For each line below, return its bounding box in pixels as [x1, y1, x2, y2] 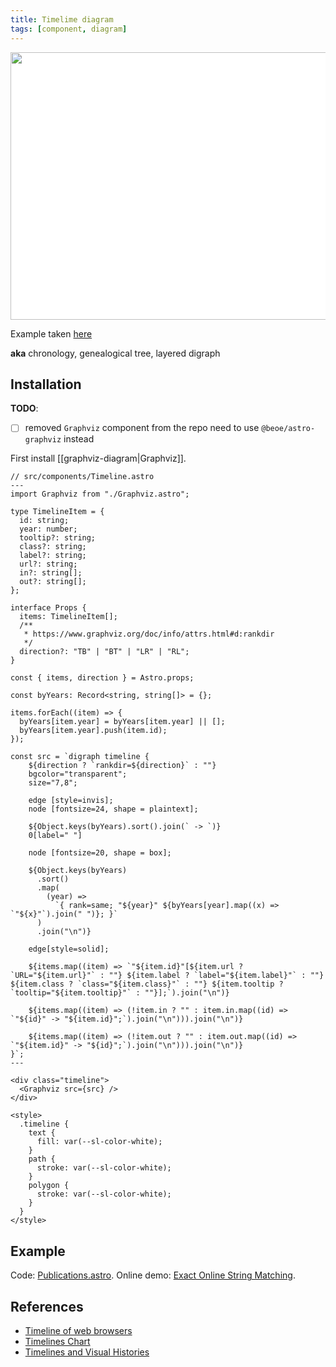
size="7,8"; [28, 778, 78, 788]
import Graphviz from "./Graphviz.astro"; [10, 489, 190, 500]
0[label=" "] [28, 831, 83, 841]
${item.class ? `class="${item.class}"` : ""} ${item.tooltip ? [10, 979, 284, 990]
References [10, 1298, 84, 1315]
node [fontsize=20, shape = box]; [28, 848, 172, 858]
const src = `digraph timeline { [10, 752, 150, 762]
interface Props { [10, 603, 87, 613]
